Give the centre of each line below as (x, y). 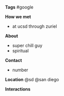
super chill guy (27, 46)
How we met (18, 17)
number (20, 70)
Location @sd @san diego (32, 79)
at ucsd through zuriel (35, 26)
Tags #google (19, 7)
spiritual (20, 51)
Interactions (18, 89)
